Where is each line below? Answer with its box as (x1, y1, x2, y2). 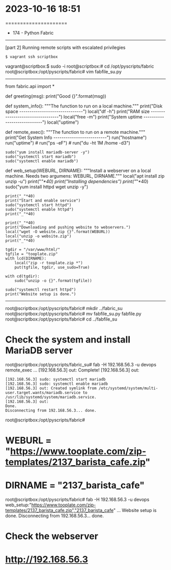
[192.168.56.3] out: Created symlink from (5, 385, 97, 391)
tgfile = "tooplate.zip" (5, 251, 58, 256)
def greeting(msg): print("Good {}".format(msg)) (5, 93, 106, 99)
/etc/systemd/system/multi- (98, 385, 158, 391)
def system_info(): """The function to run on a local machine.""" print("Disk (5, 103, 163, 109)
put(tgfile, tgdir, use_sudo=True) (14, 265, 90, 270)
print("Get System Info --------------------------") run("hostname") (5, 134, 147, 140)
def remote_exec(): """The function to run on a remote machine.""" (5, 129, 146, 135)
